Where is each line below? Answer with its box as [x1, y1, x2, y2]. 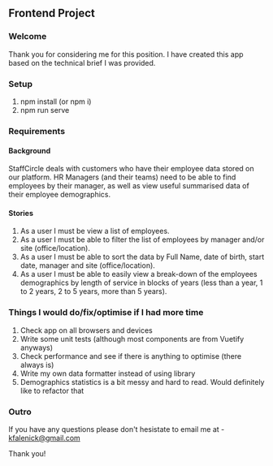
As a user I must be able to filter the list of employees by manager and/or [19, 235, 265, 244]
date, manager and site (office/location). [19, 261, 156, 270]
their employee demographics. [8, 190, 111, 200]
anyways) [19, 343, 54, 352]
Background [8, 145, 51, 155]
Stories [8, 208, 34, 218]
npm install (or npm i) [19, 97, 92, 106]
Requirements [8, 125, 66, 136]
